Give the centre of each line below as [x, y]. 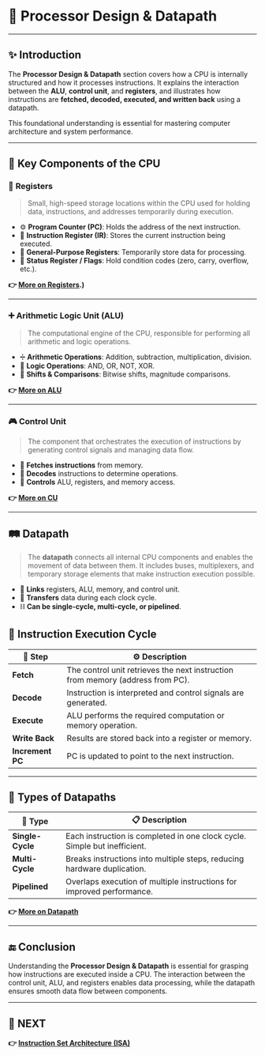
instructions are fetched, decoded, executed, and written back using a [124, 99]
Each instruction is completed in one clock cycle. [156, 836]
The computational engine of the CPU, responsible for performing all [139, 333]
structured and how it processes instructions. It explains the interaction [123, 82]
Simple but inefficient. [106, 846]
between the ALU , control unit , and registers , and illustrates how [114, 91]
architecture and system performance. [71, 131]
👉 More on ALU [35, 390]
